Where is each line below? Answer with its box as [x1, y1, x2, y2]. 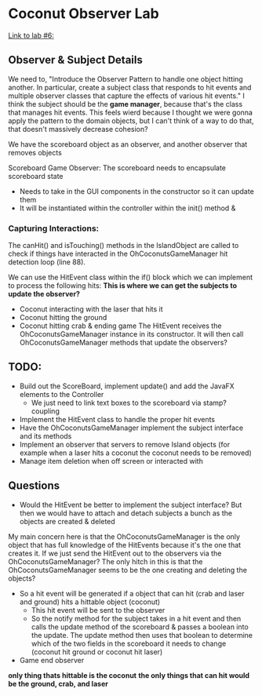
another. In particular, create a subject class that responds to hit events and [8, 82, 252, 92]
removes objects [8, 148, 63, 157]
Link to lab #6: [8, 31, 55, 40]
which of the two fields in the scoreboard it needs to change [31, 639, 227, 648]
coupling [31, 406, 60, 416]
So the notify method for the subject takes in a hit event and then [31, 614, 242, 623]
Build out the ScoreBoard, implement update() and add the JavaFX [19, 381, 235, 391]
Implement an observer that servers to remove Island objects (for [19, 439, 230, 449]
